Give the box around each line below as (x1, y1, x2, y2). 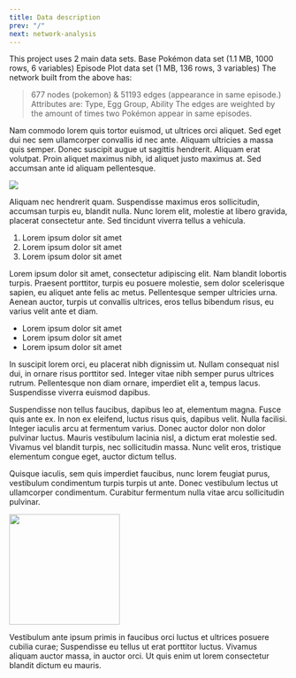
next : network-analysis (9, 29, 97, 38)
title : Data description (9, 12, 101, 22)
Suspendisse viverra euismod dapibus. (9, 387, 151, 398)
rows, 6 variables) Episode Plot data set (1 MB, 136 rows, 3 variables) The (9, 63, 277, 73)
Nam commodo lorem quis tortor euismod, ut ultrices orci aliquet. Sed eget (9, 126, 282, 136)
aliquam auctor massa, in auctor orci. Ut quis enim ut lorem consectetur (9, 651, 269, 661)
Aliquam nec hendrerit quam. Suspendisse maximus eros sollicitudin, (9, 196, 261, 208)
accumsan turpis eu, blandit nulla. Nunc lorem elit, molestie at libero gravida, (9, 206, 288, 217)
